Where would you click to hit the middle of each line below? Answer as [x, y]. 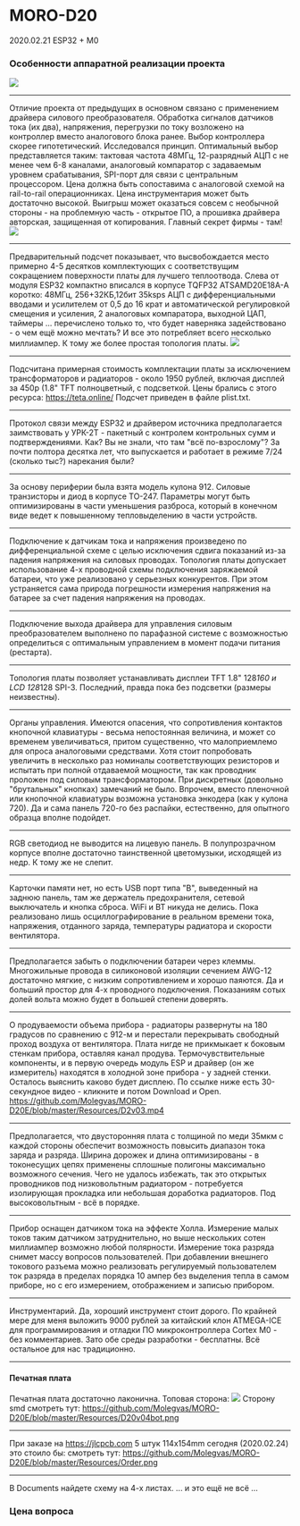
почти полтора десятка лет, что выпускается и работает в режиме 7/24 [146, 451]
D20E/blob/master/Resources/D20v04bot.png [94, 1418]
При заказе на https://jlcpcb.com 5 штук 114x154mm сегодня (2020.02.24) [149, 1444]
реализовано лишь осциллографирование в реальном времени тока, [142, 916]
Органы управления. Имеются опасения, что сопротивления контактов [146, 723]
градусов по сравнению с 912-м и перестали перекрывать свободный [144, 1034]
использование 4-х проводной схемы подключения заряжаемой [134, 569]
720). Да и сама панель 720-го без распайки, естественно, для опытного [150, 808]
